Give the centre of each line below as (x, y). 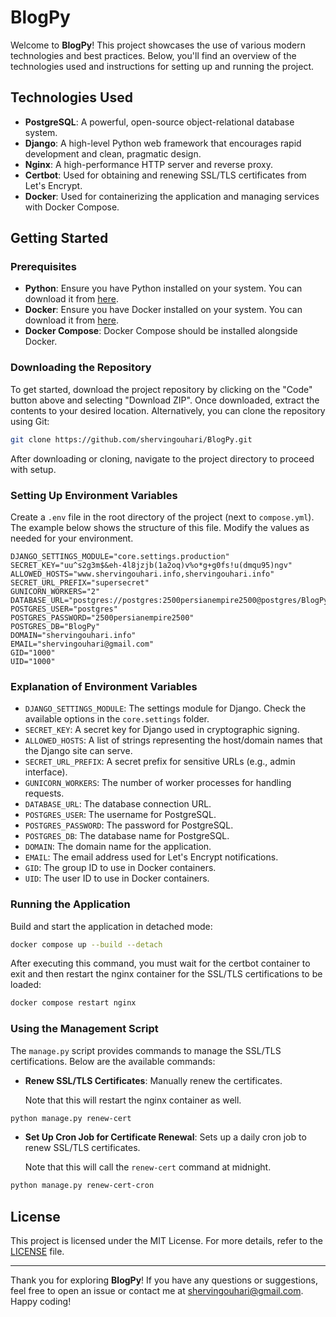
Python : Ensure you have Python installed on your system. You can (163, 288)
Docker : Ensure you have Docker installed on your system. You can (163, 310)
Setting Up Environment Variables (94, 495)
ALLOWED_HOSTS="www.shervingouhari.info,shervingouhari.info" (142, 574)
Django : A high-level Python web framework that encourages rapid (163, 143)
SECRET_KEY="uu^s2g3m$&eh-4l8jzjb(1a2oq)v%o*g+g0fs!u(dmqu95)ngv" (151, 565)
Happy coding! (41, 1302)
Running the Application (70, 904)
